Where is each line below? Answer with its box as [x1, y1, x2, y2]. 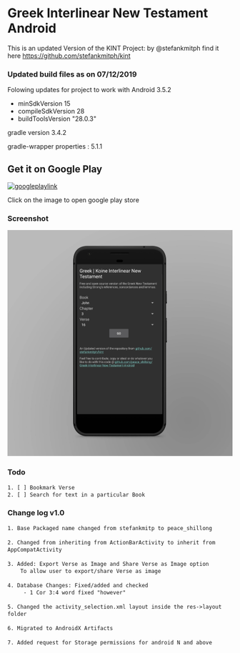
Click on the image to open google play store [7, 196, 139, 204]
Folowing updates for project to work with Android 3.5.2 [7, 86, 171, 94]
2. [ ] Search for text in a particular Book [7, 492, 145, 499]
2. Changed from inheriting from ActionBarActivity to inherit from [7, 539, 216, 547]
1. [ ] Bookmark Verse [7, 484, 75, 492]
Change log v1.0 [7, 508, 65, 518]
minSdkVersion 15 [17, 99, 71, 108]
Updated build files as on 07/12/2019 [7, 69, 137, 79]
